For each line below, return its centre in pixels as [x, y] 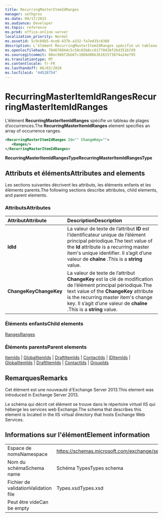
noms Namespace [27, 454]
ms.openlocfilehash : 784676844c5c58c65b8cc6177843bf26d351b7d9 [70, 50]
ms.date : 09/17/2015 [26, 18]
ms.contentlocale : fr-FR [30, 64]
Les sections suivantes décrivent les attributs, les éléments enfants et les [78, 185]
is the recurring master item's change [110, 297]
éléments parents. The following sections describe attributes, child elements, [81, 190]
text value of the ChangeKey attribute [110, 291]
